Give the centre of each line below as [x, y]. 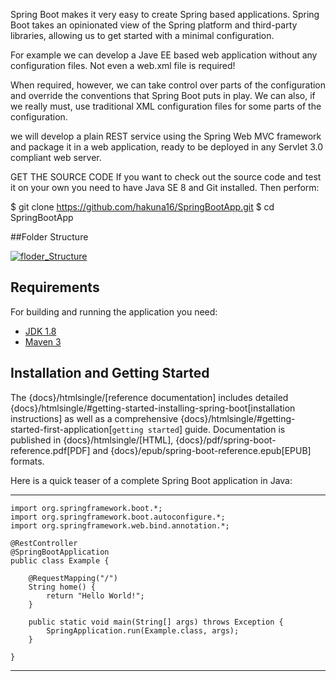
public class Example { [60, 560]
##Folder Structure [49, 237]
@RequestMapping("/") [73, 578]
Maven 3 [43, 341]
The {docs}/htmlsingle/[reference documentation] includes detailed [149, 397]
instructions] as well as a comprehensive [94, 418]
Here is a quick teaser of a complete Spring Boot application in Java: [151, 480]
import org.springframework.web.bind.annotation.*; [120, 525]
